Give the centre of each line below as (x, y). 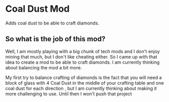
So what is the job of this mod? (55, 39)
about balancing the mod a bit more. (44, 67)
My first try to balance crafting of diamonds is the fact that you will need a (83, 78)
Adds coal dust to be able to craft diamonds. (52, 23)
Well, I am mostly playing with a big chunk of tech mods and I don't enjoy (83, 51)
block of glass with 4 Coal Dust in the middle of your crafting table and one (85, 83)
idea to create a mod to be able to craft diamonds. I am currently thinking (83, 62)
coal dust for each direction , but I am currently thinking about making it (81, 88)
